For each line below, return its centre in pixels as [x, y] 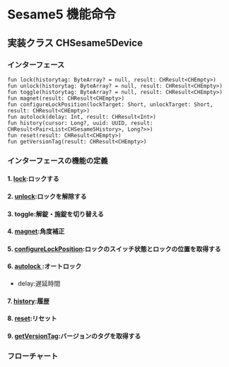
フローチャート [33, 356]
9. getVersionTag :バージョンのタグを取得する [74, 336]
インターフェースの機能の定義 [58, 161]
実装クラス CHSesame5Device [75, 43]
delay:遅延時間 [39, 283]
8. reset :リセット [33, 318]
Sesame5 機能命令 [62, 14]
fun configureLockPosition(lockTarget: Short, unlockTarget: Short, [110, 104]
